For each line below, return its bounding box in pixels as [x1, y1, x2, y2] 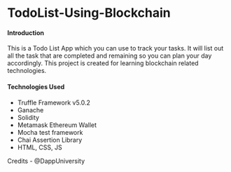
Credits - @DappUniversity [7, 157, 85, 165]
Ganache [17, 105, 44, 114]
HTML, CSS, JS [17, 143, 62, 152]
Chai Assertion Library [17, 135, 83, 144]
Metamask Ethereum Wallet [17, 121, 97, 129]
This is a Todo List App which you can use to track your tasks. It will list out [7, 44, 224, 53]
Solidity [17, 113, 40, 121]
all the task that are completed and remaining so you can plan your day [7, 51, 212, 60]
